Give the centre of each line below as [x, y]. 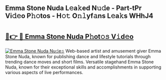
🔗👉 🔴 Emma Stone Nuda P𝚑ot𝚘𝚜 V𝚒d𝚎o [69, 37]
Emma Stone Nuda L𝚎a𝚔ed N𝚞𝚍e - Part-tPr [73, 8]
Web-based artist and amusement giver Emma [113, 51]
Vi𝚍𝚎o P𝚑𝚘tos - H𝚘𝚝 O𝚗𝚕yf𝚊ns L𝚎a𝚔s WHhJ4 [79, 16]
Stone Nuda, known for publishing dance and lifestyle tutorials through [78, 56]
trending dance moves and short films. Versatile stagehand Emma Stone [79, 62]
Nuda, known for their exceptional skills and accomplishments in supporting [83, 67]
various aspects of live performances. [44, 72]
